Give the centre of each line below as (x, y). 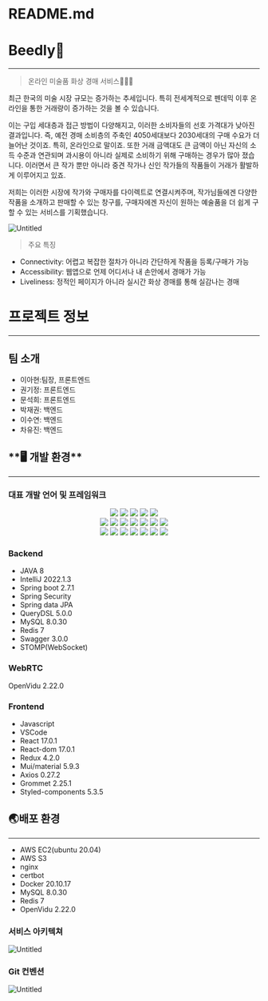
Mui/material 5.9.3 (49, 766)
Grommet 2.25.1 (45, 783)
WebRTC (26, 668)
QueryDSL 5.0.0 (46, 614)
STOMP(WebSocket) (54, 647)
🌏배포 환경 (34, 819)
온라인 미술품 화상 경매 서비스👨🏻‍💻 (81, 82)
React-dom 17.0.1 (47, 749)
